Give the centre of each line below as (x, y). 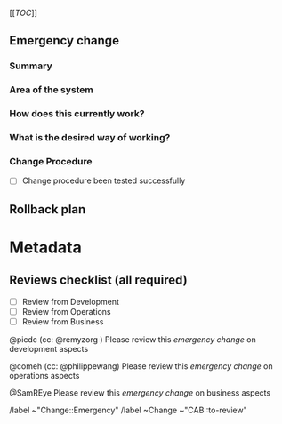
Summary (31, 66)
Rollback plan (48, 209)
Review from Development (71, 301)
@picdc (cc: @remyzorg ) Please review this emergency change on (133, 340)
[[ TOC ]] (23, 13)
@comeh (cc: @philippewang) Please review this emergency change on (141, 366)
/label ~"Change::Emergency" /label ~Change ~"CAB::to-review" (128, 410)
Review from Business (63, 321)
